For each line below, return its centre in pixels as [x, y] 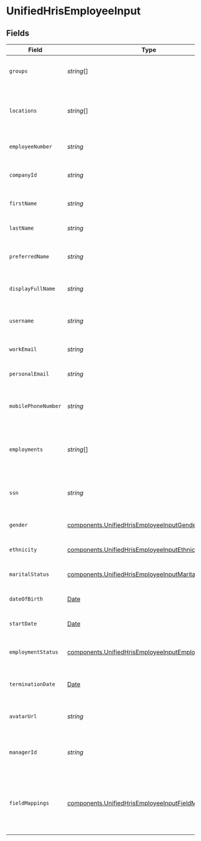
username [22, 321]
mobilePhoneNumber [35, 406]
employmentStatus [34, 652]
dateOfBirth [26, 599]
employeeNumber [31, 147]
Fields [18, 33]
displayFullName [32, 289]
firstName [23, 204]
